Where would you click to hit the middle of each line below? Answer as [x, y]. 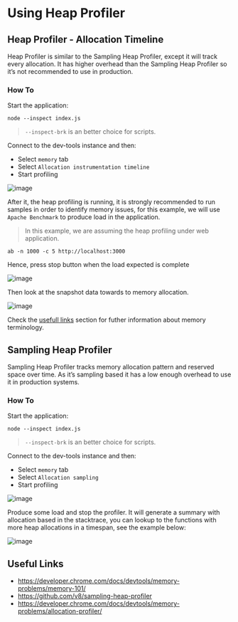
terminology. [26, 327]
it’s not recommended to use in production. [70, 72]
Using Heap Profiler [66, 13]
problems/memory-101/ [52, 589]
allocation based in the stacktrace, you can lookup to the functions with [112, 520]
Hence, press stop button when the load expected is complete [98, 265]
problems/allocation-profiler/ [60, 611]
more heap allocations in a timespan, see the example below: [97, 527]
